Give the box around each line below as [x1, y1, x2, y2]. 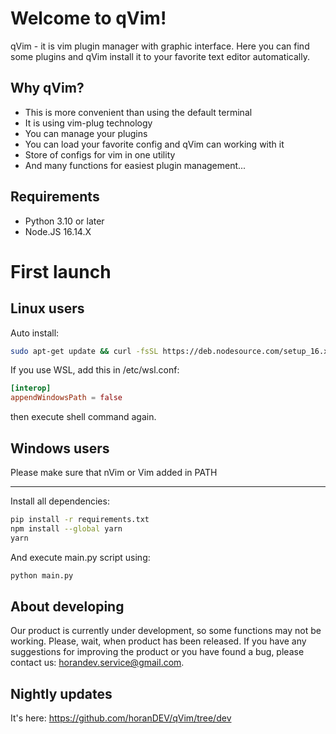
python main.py [10, 570, 74, 581]
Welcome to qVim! [10, 7, 167, 30]
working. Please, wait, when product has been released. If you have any [10, 635, 307, 647]
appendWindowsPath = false [10, 393, 123, 403]
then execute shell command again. [10, 411, 157, 423]
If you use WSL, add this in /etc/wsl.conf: [10, 364, 180, 376]
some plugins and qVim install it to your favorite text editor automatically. [10, 50, 310, 62]
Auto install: [10, 327, 60, 339]
